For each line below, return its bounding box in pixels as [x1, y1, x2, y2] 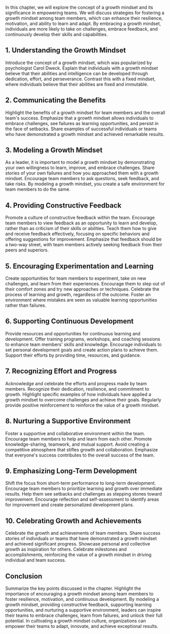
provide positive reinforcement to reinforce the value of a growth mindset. [5, 402, 160, 408]
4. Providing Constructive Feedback [5, 201, 122, 210]
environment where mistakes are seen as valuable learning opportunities [5, 297, 157, 303]
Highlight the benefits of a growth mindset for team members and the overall [5, 109, 165, 116]
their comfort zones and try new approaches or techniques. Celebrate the [5, 286, 160, 292]
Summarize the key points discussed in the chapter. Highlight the [5, 585, 141, 591]
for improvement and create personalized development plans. [5, 502, 134, 508]
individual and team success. [5, 557, 66, 563]
